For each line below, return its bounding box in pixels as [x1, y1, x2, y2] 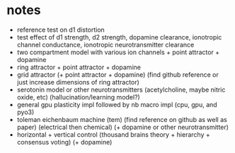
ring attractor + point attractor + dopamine [16, 63, 141, 71]
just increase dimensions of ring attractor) [16, 78, 139, 86]
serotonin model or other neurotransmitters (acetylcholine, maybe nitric [16, 85, 226, 94]
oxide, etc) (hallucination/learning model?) [16, 92, 141, 101]
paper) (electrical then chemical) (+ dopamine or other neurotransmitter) [16, 123, 229, 131]
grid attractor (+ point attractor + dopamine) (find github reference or [16, 70, 219, 79]
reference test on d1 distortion [16, 25, 105, 34]
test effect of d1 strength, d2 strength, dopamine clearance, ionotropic [16, 32, 222, 41]
